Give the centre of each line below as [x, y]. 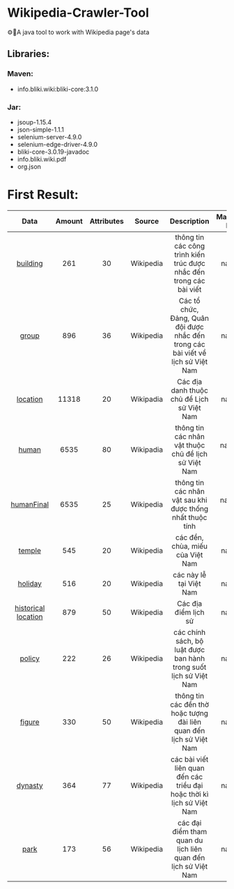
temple [30, 550]
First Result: [43, 195]
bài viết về [190, 353]
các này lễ [190, 574]
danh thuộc [190, 390]
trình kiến [189, 254]
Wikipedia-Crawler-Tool [78, 13]
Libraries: [29, 54]
